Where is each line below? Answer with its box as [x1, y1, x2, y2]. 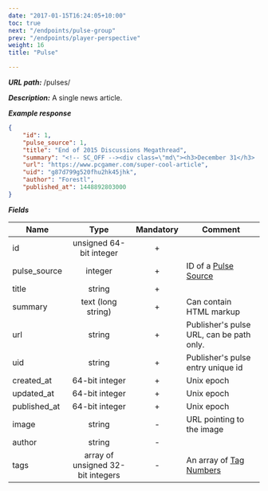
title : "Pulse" [8, 49, 59, 57]
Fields [8, 205, 30, 214]
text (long [81, 296, 117, 307]
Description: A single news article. [8, 93, 123, 102]
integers [89, 469, 121, 481]
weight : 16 [8, 41, 45, 49]
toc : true [8, 19, 41, 27]
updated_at [12, 387, 54, 399]
